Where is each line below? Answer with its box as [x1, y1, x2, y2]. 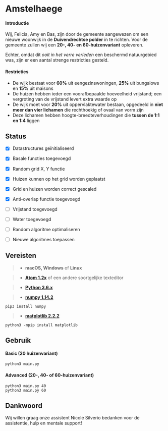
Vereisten [5, 251, 36, 260]
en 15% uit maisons [12, 85, 54, 91]
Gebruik [5, 336, 31, 345]
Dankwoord [5, 402, 43, 410]
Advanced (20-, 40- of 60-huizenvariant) [5, 372, 94, 379]
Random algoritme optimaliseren [12, 226, 80, 232]
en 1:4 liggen [12, 117, 40, 124]
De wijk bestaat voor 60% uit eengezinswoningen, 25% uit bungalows [12, 80, 159, 86]
